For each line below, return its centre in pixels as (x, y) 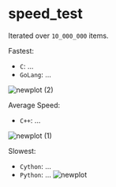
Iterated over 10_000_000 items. (58, 36)
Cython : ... (35, 166)
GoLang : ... (35, 74)
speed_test (45, 14)
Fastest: (21, 50)
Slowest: (22, 151)
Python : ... (35, 174)
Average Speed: (34, 105)
